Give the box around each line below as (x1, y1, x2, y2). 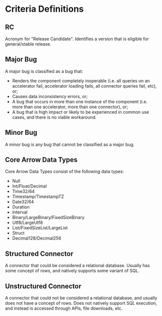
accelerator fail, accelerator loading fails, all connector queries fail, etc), (12, 83, 157, 89)
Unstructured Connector (5, 282, 81, 290)
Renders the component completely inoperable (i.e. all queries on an (12, 77, 150, 84)
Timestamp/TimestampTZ (12, 194, 64, 199)
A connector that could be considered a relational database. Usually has (5, 263, 150, 268)
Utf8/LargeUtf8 (12, 219, 43, 226)
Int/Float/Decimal (12, 183, 47, 189)
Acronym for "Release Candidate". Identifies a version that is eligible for (5, 36, 149, 42)
